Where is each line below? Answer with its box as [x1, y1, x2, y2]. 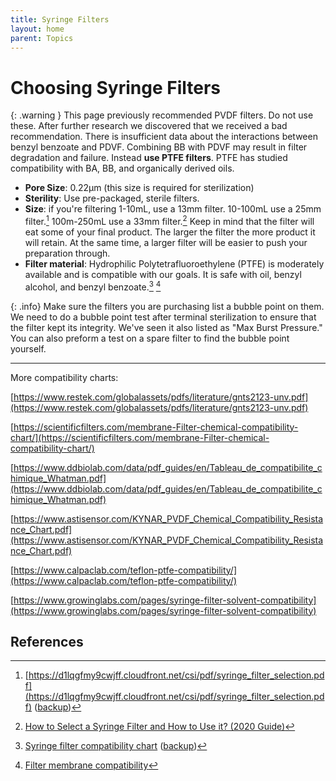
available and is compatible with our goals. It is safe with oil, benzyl [24, 268, 302, 280]
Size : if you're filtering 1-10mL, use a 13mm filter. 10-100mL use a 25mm [24, 203, 322, 215]
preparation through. [24, 247, 111, 259]
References [10, 634, 84, 651]
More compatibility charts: [10, 371, 119, 383]
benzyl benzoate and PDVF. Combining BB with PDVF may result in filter [10, 141, 308, 153]
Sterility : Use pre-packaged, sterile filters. [24, 192, 200, 205]
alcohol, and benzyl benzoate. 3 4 [24, 279, 162, 293]
